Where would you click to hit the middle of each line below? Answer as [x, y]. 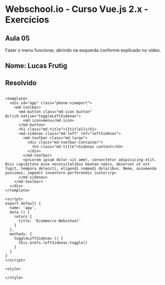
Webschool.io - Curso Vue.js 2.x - [77, 9]
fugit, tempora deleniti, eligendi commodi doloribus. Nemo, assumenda [81, 169]
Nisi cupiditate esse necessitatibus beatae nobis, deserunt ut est [78, 164]
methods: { [21, 234]
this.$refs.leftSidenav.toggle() [53, 243]
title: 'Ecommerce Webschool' [49, 221]
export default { [23, 204]
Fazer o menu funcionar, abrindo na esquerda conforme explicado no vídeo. [83, 50]
